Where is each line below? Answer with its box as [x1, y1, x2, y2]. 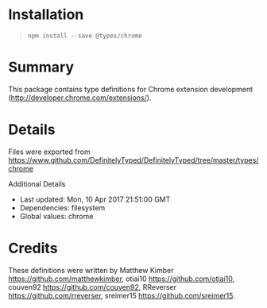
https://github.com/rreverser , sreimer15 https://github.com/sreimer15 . [8, 291, 236, 300]
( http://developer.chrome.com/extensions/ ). [8, 93, 152, 102]
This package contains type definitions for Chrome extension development [8, 84, 253, 94]
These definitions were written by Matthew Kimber [8, 265, 174, 275]
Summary [8, 58, 74, 76]
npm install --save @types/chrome [27, 32, 142, 40]
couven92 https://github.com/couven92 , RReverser [8, 282, 177, 291]
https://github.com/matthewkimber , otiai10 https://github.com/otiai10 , [8, 274, 235, 283]
